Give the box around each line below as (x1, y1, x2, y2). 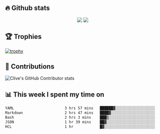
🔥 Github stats (5, 4, 50, 12)
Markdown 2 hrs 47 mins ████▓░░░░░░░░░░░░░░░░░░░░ (5, 110, 155, 115)
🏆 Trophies (5, 33, 42, 41)
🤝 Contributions (5, 63, 55, 71)
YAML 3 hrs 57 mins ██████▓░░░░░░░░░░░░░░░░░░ (5, 106, 155, 111)
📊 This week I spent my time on (5, 90, 104, 99)
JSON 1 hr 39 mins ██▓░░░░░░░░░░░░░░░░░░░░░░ (5, 119, 155, 125)
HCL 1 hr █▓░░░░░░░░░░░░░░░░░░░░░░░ (5, 124, 155, 129)
